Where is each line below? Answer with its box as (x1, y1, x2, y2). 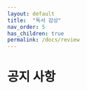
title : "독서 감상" (7, 17, 62, 24)
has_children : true (7, 30, 65, 37)
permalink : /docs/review (7, 37, 80, 44)
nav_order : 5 (7, 23, 46, 30)
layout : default (7, 10, 55, 18)
